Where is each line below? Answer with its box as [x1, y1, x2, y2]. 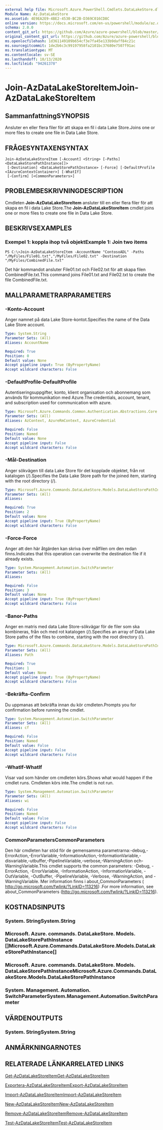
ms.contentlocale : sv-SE [5, 52, 55, 57]
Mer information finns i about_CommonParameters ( [40, 879, 144, 884]
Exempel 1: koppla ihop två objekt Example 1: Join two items [5, 239, 148, 246]
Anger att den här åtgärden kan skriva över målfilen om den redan [5, 546, 137, 551]
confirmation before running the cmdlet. [5, 707, 85, 713]
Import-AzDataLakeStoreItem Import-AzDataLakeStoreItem [5, 1092, 122, 1097]
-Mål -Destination [5, 457, 47, 464]
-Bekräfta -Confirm [5, 691, 50, 698]
